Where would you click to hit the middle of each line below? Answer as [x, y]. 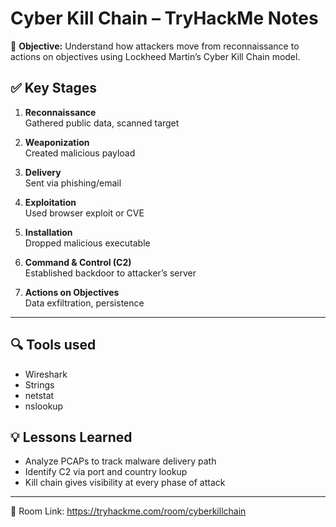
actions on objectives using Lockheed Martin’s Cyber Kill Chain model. [155, 56]
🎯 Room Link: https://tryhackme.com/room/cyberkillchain [128, 511]
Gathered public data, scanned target [102, 123]
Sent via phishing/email [73, 183]
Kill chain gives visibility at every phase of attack [125, 483]
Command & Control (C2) [78, 262]
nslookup [44, 406]
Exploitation [50, 202]
